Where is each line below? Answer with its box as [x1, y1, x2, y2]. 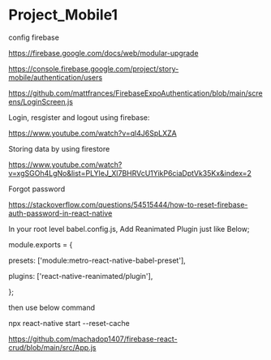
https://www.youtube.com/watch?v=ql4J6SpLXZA [8, 128, 177, 138]
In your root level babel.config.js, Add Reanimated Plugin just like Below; [8, 224, 250, 234]
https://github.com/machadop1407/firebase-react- [8, 334, 178, 344]
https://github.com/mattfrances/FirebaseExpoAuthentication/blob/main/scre [8, 88, 263, 98]
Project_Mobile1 [8, 6, 118, 24]
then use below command [8, 302, 96, 312]
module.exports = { [8, 239, 73, 249]
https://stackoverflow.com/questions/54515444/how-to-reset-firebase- [8, 199, 248, 209]
